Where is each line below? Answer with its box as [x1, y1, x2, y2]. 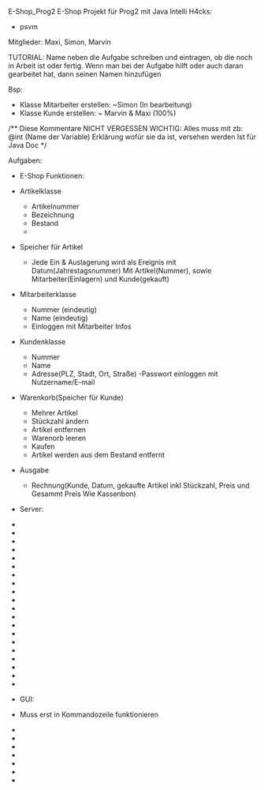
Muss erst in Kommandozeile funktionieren [19, 710, 159, 719]
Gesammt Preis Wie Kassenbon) [31, 489, 136, 498]
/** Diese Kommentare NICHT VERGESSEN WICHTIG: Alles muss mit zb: [8, 124, 243, 133]
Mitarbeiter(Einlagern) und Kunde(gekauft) [31, 274, 169, 284]
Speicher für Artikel [19, 243, 84, 251]
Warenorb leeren [31, 434, 87, 442]
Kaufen [31, 442, 55, 451]
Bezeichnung [31, 210, 75, 220]
